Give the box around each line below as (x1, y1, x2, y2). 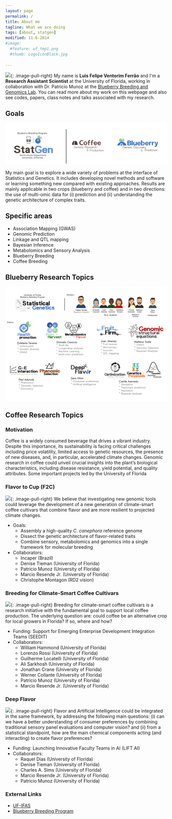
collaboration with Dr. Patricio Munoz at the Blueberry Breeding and (5, 83, 148, 89)
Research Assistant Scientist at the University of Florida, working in (5, 78, 150, 84)
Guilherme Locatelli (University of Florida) (20, 656, 109, 662)
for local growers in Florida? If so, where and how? (5, 618, 112, 624)
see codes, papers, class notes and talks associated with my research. (5, 94, 155, 100)
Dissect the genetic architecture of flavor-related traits (20, 533, 136, 539)
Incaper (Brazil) (20, 555, 53, 561)
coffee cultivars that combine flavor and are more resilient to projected (5, 507, 155, 513)
